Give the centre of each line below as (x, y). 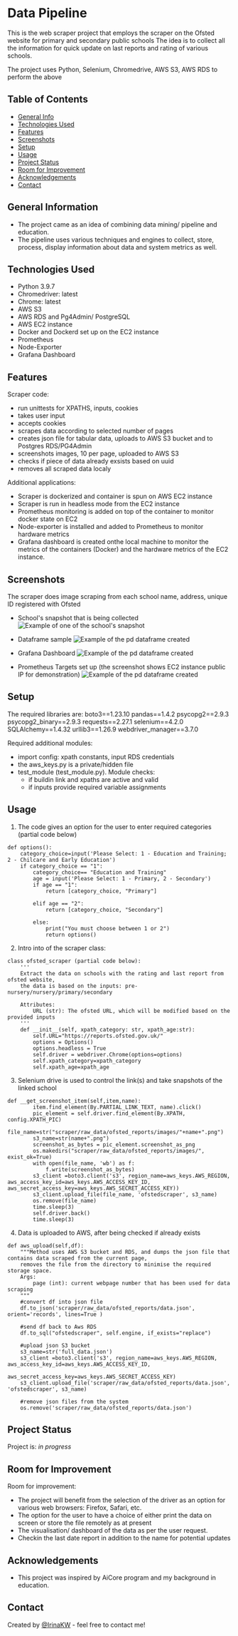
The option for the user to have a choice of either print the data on (114, 1516)
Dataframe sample (45, 639)
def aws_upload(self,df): (45, 1245)
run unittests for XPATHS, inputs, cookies (78, 408)
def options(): (30, 847)
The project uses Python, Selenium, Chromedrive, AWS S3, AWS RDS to (113, 69)
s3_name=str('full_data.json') (66, 1352)
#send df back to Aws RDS (59, 1327)
